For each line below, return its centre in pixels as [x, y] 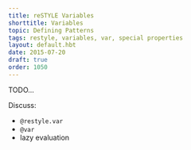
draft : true [28, 60]
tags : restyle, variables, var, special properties [95, 38]
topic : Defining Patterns [51, 30]
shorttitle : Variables [46, 23]
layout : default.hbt [43, 45]
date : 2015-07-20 [37, 52]
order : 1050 [28, 67]
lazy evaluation [45, 137]
